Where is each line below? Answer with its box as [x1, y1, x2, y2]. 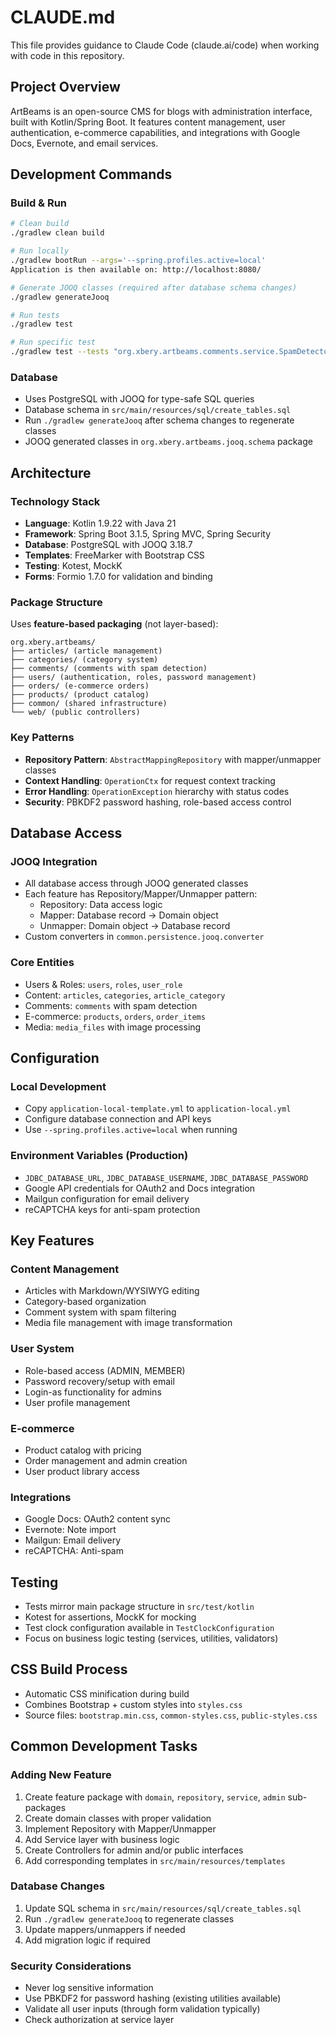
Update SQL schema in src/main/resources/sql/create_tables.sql [24, 1902, 302, 1914]
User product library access [24, 1465, 140, 1477]
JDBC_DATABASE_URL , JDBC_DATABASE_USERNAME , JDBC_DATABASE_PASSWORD [24, 1171, 309, 1183]
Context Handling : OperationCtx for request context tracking [24, 774, 276, 786]
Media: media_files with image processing [24, 1021, 202, 1033]
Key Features [10, 1232, 95, 1249]
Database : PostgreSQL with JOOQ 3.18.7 [24, 539, 193, 551]
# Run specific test [10, 337, 97, 348]
